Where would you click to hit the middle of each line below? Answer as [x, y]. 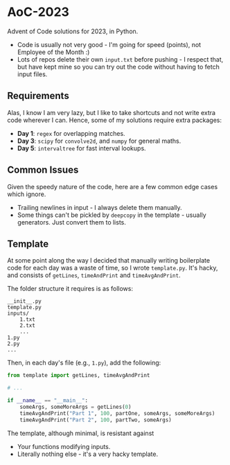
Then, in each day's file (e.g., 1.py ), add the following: [84, 363]
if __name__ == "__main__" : [48, 401]
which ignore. [27, 194]
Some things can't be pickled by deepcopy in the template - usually [112, 215]
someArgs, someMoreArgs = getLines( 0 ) [76, 407]
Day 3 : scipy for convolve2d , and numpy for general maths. [99, 141]
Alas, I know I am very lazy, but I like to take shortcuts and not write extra [112, 112]
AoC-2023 [38, 12]
